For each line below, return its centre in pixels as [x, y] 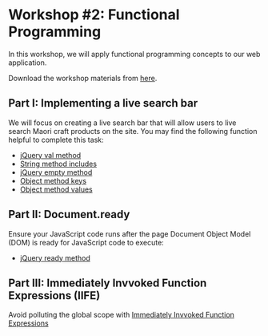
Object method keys [53, 180]
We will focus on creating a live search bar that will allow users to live [122, 123]
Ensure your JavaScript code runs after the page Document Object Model [130, 233]
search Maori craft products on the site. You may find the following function [133, 131]
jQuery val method [50, 155]
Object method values [56, 189]
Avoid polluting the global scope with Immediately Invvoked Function [121, 315]
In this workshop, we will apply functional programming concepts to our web [134, 54]
